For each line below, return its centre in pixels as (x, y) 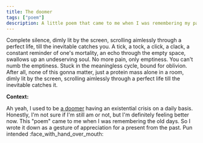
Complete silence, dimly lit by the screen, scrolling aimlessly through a (94, 40)
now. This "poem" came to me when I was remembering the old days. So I (98, 121)
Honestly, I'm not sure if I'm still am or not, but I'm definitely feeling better (98, 115)
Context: (18, 97)
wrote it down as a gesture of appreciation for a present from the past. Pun (99, 128)
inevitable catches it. (32, 85)
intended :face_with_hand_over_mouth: (55, 134)
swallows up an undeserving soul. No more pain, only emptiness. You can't (100, 59)
